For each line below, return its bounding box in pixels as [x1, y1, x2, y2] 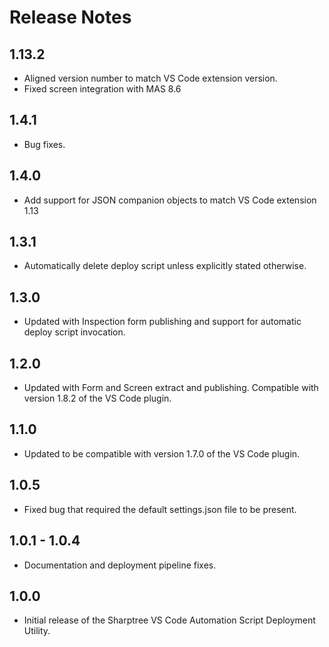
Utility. [23, 625, 51, 637]
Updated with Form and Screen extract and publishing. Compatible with [23, 382, 319, 394]
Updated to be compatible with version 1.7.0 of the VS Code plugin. [23, 447, 301, 460]
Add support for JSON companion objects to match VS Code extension [23, 194, 317, 206]
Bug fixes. [23, 138, 66, 150]
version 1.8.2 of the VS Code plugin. [23, 392, 172, 405]
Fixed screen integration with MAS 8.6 [23, 83, 182, 95]
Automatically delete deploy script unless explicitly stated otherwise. [23, 260, 307, 272]
